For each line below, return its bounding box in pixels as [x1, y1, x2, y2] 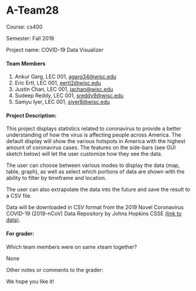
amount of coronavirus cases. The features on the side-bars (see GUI [6, 144, 176, 151]
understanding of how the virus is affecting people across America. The [6, 131, 182, 138]
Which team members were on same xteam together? [6, 243, 137, 250]
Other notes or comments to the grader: [6, 266, 104, 273]
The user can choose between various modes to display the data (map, [6, 162, 180, 169]
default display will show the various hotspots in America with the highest [6, 138, 185, 145]
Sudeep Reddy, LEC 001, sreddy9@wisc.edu [14, 92, 124, 99]
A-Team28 [6, 4, 59, 17]
